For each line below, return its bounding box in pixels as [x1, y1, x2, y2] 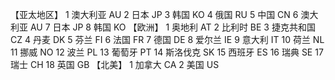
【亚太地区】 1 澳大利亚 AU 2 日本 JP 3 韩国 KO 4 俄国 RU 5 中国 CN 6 [10, 9, 299, 20]
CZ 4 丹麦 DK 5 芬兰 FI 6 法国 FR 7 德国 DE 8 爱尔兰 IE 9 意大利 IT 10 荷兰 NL [10, 34, 325, 45]
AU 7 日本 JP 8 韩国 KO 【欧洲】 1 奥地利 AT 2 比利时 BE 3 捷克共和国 [29, 21, 316, 33]
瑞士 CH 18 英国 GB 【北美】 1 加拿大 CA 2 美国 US [10, 59, 220, 70]
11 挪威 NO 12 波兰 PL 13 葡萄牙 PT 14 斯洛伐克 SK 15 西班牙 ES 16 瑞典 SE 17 [10, 46, 324, 58]
